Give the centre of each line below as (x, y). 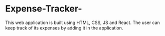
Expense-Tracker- (44, 9)
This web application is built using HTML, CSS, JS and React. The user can (83, 22)
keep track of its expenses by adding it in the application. (64, 27)
